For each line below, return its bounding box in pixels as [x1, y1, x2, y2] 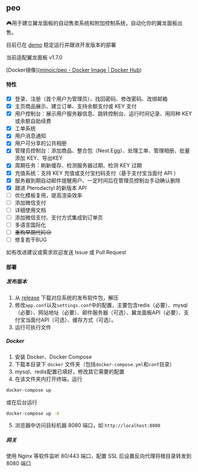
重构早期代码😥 [14, 229, 52, 236]
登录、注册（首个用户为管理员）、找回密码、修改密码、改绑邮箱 [14, 95, 168, 102]
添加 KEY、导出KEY [14, 154, 63, 161]
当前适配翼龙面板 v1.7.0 [6, 54, 63, 61]
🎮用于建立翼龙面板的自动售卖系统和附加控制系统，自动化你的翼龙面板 [6, 19, 178, 27]
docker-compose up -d [6, 410, 60, 416]
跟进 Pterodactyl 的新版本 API [14, 184, 87, 191]
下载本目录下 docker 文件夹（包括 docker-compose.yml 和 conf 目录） [14, 360, 176, 367]
